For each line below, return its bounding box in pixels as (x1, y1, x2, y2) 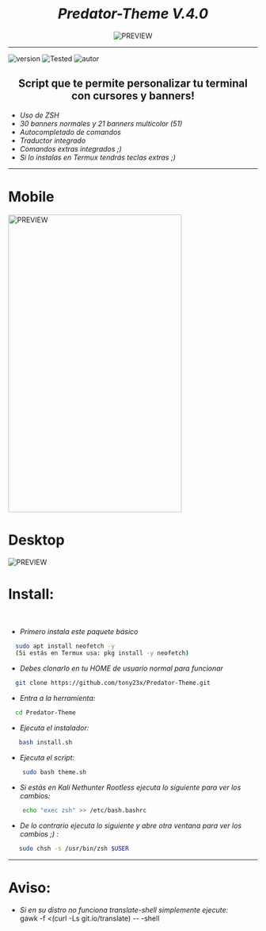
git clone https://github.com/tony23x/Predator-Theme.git (15, 679, 211, 687)
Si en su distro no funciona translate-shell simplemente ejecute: (19, 905, 229, 914)
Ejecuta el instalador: (19, 723, 89, 733)
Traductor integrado (19, 136, 86, 145)
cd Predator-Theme (15, 709, 77, 717)
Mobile (8, 187, 55, 206)
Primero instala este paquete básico (19, 626, 139, 636)
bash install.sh (18, 739, 73, 747)
